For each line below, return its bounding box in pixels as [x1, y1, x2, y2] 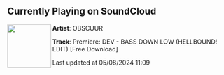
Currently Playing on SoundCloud [7, 6, 157, 17]
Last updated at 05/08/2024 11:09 [52, 58, 150, 67]
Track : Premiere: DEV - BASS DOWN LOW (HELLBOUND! [52, 37, 218, 46]
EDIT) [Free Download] [52, 44, 119, 53]
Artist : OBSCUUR [52, 24, 104, 32]
